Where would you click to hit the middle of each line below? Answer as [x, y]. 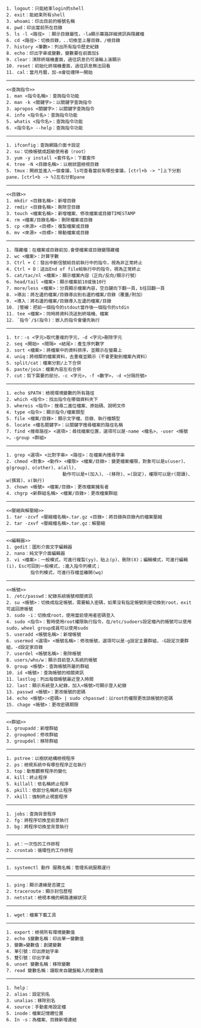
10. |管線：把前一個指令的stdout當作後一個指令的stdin [68, 308]
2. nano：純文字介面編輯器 [36, 553]
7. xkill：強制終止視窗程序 [37, 797]
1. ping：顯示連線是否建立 [36, 885]
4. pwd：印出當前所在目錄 [34, 28]
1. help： [18, 988]
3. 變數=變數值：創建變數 [34, 945]
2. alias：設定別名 [28, 994]
